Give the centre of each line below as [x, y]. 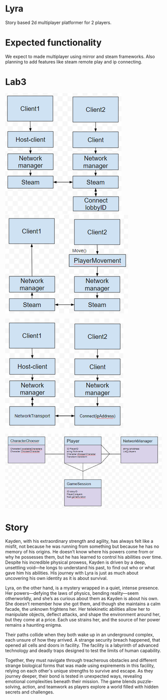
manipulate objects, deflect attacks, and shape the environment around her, [83, 615]
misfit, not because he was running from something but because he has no [82, 546]
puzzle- [145, 682]
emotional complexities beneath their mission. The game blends [71, 682]
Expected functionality [54, 43]
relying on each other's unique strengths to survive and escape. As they [79, 671]
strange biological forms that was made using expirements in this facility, [80, 666]
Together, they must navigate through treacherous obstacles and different [81, 660]
